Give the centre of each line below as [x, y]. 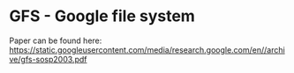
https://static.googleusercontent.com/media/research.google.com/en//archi [147, 49]
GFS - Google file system [102, 16]
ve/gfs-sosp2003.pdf [48, 59]
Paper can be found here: [56, 40]
